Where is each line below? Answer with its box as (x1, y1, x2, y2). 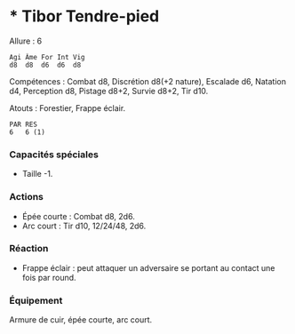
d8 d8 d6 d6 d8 (9, 60, 82, 69)
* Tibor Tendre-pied (9, 6, 160, 27)
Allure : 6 (9, 36, 43, 46)
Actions (9, 191, 44, 203)
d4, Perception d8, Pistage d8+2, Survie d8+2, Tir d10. (9, 85, 209, 96)
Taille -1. (21, 169, 53, 179)
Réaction (9, 243, 49, 255)
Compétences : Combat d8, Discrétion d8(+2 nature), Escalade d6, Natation (9, 76, 287, 86)
